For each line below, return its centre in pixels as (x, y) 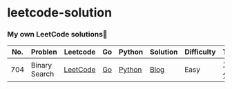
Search (42, 74)
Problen (44, 52)
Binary (41, 66)
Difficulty (200, 52)
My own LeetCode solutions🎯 (58, 34)
